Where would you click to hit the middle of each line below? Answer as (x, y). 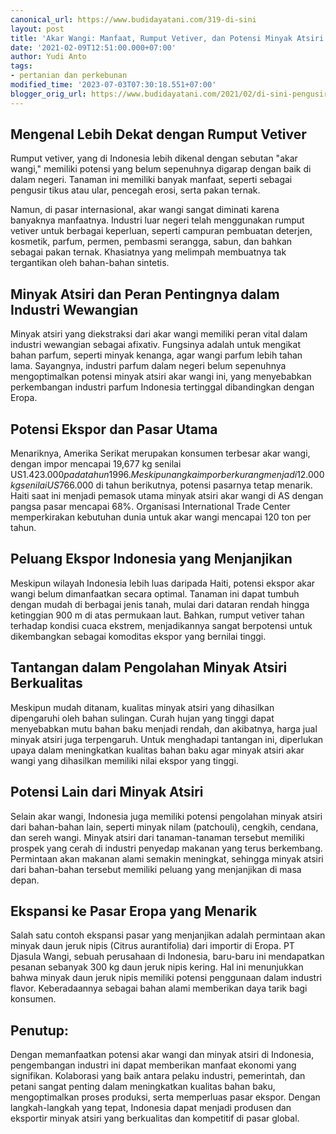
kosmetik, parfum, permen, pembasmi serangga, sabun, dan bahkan (151, 242)
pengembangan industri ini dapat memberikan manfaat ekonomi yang (153, 1065)
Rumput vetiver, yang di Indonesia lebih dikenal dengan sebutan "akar (154, 158)
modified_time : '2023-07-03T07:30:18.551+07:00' (113, 85)
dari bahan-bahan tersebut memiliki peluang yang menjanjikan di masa (156, 869)
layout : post (37, 29)
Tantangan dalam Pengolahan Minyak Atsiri (149, 667)
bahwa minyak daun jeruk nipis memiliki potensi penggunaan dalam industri (166, 978)
